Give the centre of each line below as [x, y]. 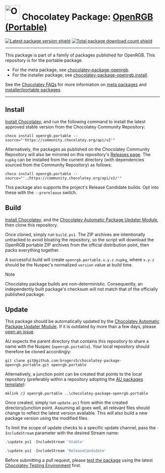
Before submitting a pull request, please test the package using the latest [79, 460]
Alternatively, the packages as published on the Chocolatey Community [77, 149]
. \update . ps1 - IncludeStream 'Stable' [45, 442]
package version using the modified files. [47, 418]
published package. [25, 294]
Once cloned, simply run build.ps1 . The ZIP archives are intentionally [75, 234]
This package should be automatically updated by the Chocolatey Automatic [82, 321]
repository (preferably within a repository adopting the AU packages [74, 379]
